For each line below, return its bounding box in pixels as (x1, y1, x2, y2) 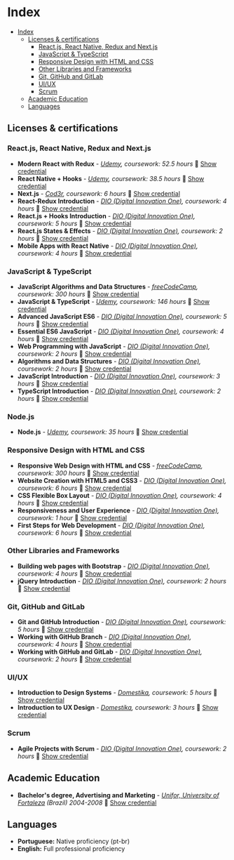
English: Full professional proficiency (17, 845, 125, 853)
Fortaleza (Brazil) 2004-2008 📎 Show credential (17, 798, 157, 807)
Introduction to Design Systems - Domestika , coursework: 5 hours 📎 (17, 689, 218, 697)
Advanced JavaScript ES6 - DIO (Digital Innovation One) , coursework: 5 (17, 312, 228, 320)
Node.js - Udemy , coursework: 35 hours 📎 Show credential (17, 428, 188, 436)
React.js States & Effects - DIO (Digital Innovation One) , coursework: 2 (17, 226, 223, 235)
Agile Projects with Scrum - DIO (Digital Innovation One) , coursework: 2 (17, 744, 227, 753)
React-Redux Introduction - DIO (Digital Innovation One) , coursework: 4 (17, 197, 228, 205)
